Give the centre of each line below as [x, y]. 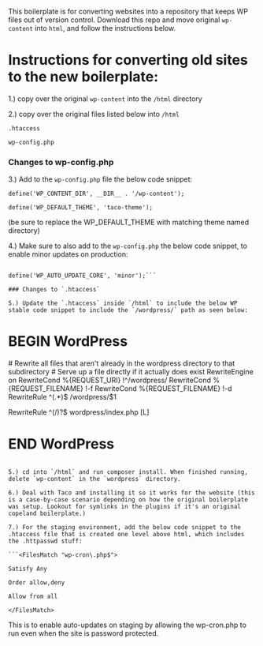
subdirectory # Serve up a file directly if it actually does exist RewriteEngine [131, 372]
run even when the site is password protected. [83, 633]
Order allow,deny [37, 583]
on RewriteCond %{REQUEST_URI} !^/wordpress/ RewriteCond [109, 380]
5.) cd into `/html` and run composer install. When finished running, [128, 472]
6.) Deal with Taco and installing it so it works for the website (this [132, 493]
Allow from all [33, 597]
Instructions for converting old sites [128, 60]
